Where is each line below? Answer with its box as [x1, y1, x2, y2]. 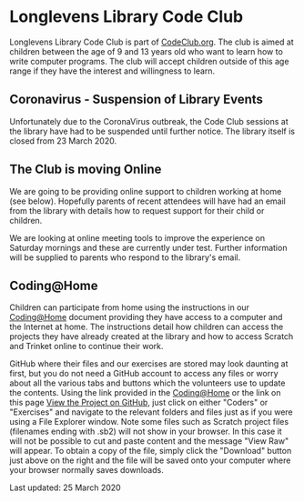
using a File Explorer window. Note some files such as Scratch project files [9, 417, 289, 427]
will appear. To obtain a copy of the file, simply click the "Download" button [9, 446, 292, 457]
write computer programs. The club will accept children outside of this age [9, 55, 289, 66]
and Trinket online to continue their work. [9, 341, 164, 352]
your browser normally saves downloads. [9, 465, 164, 476]
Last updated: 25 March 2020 [9, 482, 121, 493]
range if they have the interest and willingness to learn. [9, 65, 216, 76]
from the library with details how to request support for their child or [9, 205, 265, 216]
